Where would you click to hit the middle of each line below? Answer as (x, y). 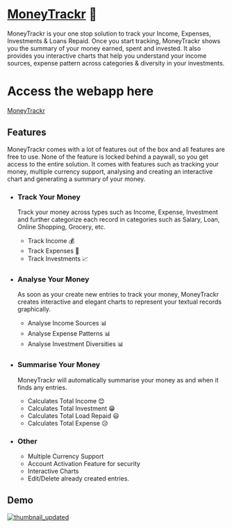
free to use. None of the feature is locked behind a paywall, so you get (108, 157)
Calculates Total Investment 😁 (72, 408)
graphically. (34, 309)
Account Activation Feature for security (84, 463)
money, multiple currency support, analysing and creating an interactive (110, 171)
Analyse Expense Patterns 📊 (69, 334)
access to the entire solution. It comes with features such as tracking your (113, 164)
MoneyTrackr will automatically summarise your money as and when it (118, 380)
